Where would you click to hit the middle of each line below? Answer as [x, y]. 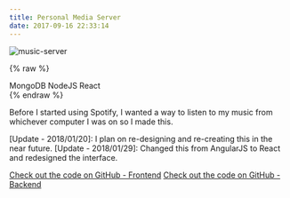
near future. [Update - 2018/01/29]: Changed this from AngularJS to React [145, 148]
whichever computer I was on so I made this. [91, 122]
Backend [25, 184]
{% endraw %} [36, 95]
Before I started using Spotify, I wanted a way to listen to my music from [141, 112]
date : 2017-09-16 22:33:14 [59, 26]
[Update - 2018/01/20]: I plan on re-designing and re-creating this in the [141, 139]
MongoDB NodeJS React [55, 85]
